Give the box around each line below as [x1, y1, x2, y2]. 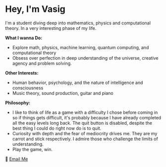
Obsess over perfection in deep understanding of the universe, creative [12, 55, 159, 61]
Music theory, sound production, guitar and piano [12, 90, 113, 96]
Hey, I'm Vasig [5, 3, 65, 15]
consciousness [12, 84, 44, 90]
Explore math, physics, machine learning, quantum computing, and [12, 44, 149, 50]
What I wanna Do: [5, 35, 43, 41]
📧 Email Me [5, 156, 28, 162]
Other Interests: [5, 70, 39, 76]
